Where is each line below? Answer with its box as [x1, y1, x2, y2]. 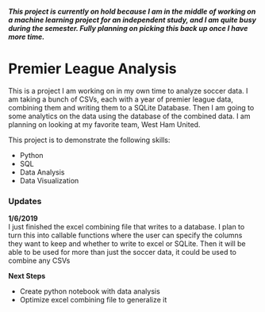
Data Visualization [19, 175, 79, 185]
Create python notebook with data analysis [19, 287, 160, 296]
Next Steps [8, 272, 46, 281]
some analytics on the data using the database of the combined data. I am [8, 111, 251, 121]
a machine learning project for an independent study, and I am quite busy [8, 15, 256, 25]
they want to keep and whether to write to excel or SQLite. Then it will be [8, 239, 246, 248]
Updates [8, 195, 42, 206]
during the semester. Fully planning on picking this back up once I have [8, 24, 248, 33]
